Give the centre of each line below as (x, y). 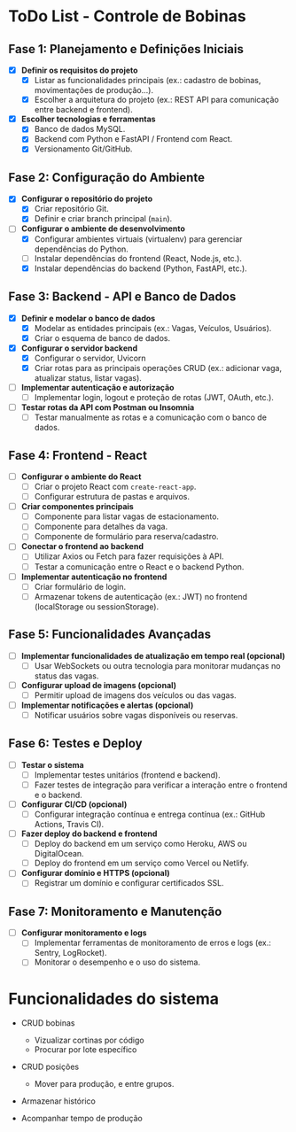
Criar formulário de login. (80, 586)
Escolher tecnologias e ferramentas (88, 119)
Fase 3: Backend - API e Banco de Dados (122, 297)
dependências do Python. (82, 249)
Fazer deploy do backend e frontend (89, 833)
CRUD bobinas (48, 1023)
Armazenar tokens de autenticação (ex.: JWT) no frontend (141, 596)
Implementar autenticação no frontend (94, 577)
